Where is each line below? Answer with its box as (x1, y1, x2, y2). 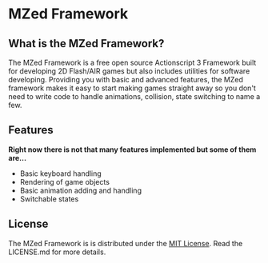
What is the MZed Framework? (8, 37, 165, 50)
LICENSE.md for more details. (8, 247, 106, 257)
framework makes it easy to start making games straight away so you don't (8, 83, 256, 93)
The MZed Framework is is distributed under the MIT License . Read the (8, 238, 243, 248)
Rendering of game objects (19, 177, 110, 186)
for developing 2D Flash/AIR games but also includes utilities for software (8, 66, 250, 76)
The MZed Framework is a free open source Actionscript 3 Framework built (8, 58, 257, 67)
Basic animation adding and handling (19, 185, 142, 195)
